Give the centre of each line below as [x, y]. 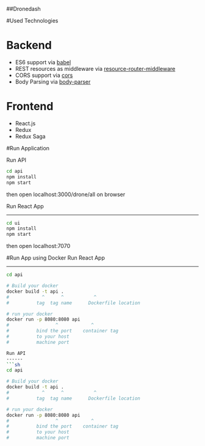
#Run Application [28, 148]
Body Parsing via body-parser [53, 81]
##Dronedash [23, 9]
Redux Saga [30, 136]
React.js [25, 123]
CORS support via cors [44, 75]
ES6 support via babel [43, 62]
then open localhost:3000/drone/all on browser [66, 194]
